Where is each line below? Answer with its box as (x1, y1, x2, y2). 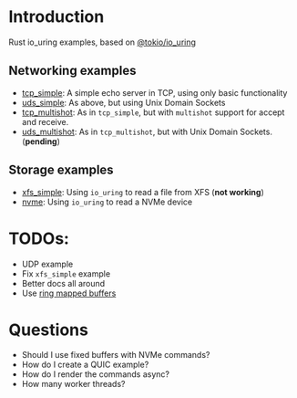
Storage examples (8, 162, 115, 178)
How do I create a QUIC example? (21, 359, 149, 371)
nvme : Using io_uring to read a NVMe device (21, 196, 193, 207)
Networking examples (8, 63, 137, 79)
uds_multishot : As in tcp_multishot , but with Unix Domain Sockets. (21, 126, 272, 137)
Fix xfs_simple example (21, 267, 111, 279)
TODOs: (8, 228, 70, 248)
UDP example (21, 258, 74, 269)
